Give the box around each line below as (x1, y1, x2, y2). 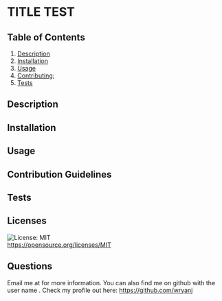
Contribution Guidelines (7, 169, 112, 180)
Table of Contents (7, 32, 86, 43)
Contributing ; (16, 71, 55, 80)
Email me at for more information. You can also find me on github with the (7, 278, 216, 287)
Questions (7, 261, 53, 272)
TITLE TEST (7, 4, 76, 20)
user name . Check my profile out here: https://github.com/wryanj (7, 286, 193, 294)
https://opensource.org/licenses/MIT (7, 241, 111, 249)
